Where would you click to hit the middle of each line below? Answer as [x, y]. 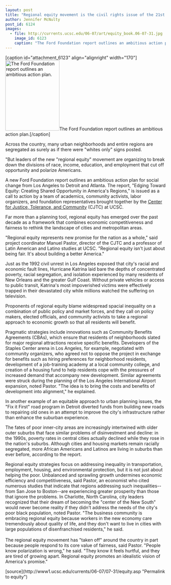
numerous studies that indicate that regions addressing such [69, 486]
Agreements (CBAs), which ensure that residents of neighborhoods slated [83, 337]
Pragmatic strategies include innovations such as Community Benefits [79, 332]
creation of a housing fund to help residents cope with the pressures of [80, 370]
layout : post [19, 10]
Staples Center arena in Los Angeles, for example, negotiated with [75, 348]
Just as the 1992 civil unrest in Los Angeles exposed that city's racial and [82, 264]
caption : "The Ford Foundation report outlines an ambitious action [89, 43]
